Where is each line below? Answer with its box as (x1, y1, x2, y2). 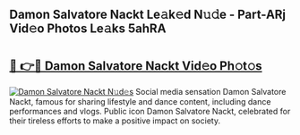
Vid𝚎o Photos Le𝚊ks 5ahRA (9, 21, 167, 37)
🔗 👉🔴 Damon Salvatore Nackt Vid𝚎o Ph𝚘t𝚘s (9, 58, 262, 73)
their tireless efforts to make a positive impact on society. (9, 115, 221, 126)
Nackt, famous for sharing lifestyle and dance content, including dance (9, 97, 271, 106)
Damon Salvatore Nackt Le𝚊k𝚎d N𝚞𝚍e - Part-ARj (9, 7, 287, 22)
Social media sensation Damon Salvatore (135, 87, 287, 97)
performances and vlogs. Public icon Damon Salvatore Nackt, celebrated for (9, 106, 291, 116)
